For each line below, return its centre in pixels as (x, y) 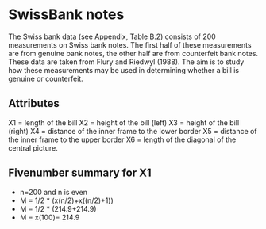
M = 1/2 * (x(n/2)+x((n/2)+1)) (66, 200)
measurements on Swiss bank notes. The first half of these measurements (130, 44)
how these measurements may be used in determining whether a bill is (124, 70)
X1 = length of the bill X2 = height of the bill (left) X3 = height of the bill (124, 122)
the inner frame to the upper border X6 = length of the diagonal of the (122, 139)
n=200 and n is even (53, 192)
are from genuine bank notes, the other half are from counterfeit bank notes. (133, 53)
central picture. (33, 147)
